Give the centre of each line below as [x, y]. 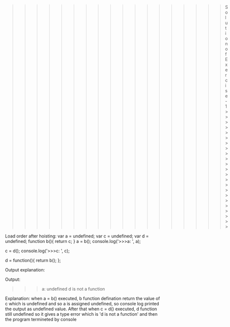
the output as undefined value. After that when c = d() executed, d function [81, 309]
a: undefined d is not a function [73, 289]
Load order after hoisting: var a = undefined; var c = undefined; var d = [77, 236]
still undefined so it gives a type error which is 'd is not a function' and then [81, 314]
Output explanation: [25, 270]
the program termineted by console [41, 319]
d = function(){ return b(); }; [33, 260]
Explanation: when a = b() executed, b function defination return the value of [83, 298]
